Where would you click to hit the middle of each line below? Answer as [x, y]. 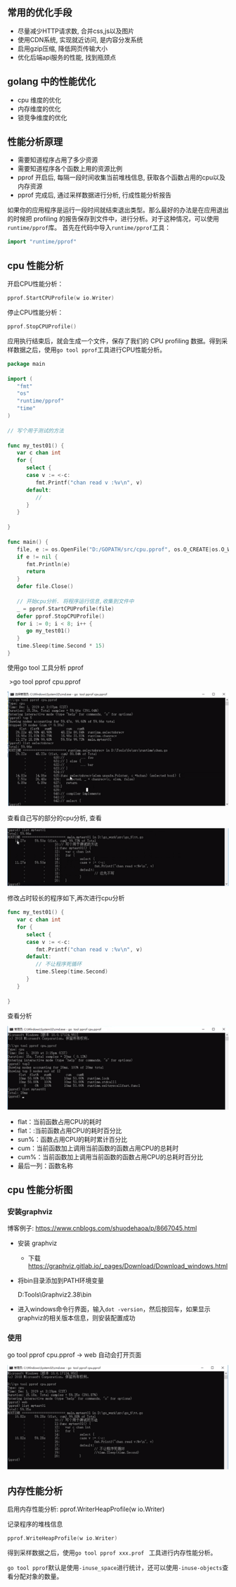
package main [26, 364]
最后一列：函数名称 [45, 1166]
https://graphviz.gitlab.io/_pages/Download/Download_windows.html [128, 1266]
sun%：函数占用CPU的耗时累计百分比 [72, 1139]
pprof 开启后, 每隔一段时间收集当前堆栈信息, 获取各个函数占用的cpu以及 [122, 177]
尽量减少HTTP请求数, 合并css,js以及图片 [76, 31]
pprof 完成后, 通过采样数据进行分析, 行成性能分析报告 [94, 195]
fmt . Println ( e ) [48, 564]
